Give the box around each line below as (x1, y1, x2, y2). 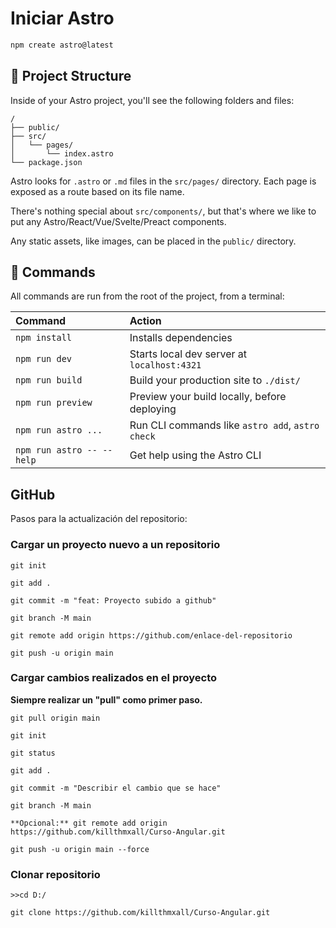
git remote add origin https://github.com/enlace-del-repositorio (10, 630, 293, 641)
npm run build (15, 375, 83, 386)
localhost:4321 (129, 360, 202, 371)
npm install (15, 332, 73, 344)
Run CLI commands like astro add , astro (129, 418, 320, 432)
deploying (129, 402, 177, 416)
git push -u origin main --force (10, 844, 150, 854)
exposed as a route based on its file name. (10, 185, 185, 197)
